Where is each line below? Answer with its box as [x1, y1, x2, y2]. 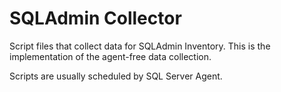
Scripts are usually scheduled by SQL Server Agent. [9, 70, 223, 82]
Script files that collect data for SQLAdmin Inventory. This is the [9, 40, 271, 52]
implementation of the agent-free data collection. [9, 50, 212, 62]
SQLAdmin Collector [9, 7, 182, 30]
